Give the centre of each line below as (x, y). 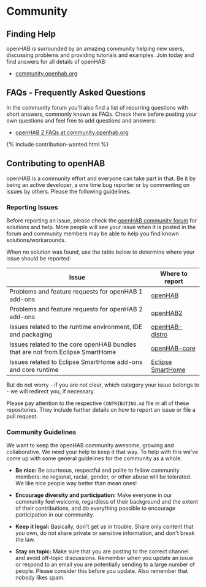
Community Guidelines (41, 432)
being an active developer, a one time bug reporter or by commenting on (98, 184)
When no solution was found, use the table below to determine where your (101, 252)
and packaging (31, 334)
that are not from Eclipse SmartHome (63, 352)
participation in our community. (55, 515)
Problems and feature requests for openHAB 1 (76, 291)
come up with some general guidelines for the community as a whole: (94, 458)
